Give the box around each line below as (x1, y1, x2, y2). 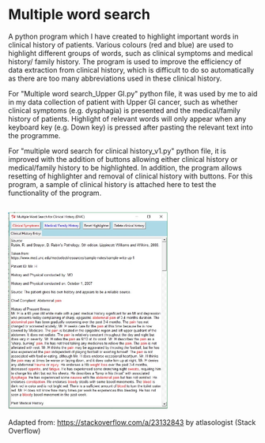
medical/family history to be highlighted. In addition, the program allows (8, 163, 243, 172)
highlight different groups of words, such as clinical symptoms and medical (8, 48, 253, 58)
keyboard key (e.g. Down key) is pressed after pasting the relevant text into (8, 122, 253, 132)
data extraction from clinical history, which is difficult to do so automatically (8, 65, 255, 74)
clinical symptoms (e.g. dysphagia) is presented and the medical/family (8, 105, 241, 115)
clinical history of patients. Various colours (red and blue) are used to (8, 39, 233, 49)
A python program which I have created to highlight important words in (8, 32, 239, 41)
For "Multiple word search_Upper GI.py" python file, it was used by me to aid (8, 88, 258, 98)
